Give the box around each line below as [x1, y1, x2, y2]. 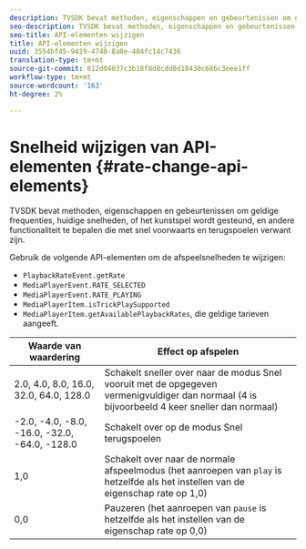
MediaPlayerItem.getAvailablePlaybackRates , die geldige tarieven [22, 309, 270, 320]
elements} [9, 175, 89, 196]
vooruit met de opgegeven [104, 378, 218, 391]
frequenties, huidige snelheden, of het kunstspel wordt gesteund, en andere [9, 215, 295, 226]
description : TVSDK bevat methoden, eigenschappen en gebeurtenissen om [9, 13, 291, 23]
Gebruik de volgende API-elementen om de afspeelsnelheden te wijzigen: [9, 252, 286, 263]
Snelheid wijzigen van [9, 137, 179, 158]
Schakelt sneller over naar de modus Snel [104, 366, 282, 379]
